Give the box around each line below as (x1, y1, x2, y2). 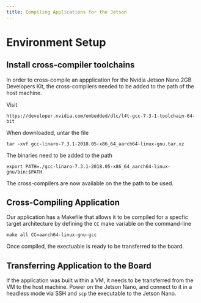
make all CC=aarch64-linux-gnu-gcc (6, 232, 97, 238)
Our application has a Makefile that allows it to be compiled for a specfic (6, 213, 188, 221)
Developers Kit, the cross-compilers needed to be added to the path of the (6, 82, 194, 90)
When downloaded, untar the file (6, 129, 89, 136)
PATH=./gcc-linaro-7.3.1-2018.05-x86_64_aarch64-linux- (25, 163, 171, 169)
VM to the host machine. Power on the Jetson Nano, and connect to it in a (6, 283, 192, 291)
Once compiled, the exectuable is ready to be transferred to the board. (6, 243, 185, 250)
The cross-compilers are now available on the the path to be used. (6, 179, 174, 187)
